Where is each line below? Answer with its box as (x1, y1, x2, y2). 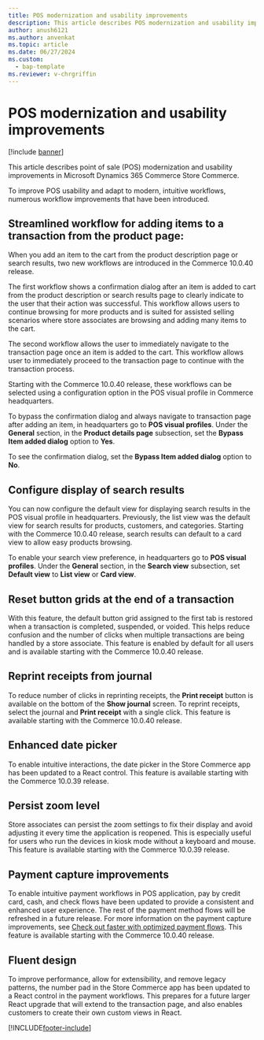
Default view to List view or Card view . (8, 570, 137, 579)
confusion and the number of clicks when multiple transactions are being (8, 630, 245, 639)
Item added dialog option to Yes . (8, 436, 115, 446)
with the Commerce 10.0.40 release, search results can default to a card (8, 529, 242, 539)
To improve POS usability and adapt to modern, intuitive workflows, (8, 186, 226, 195)
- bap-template (15, 63, 65, 71)
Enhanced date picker (8, 738, 118, 752)
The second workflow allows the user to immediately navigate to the (8, 340, 229, 349)
